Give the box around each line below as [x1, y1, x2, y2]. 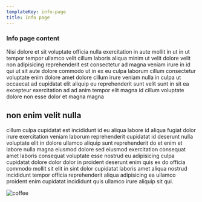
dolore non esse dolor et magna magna [6, 93, 105, 100]
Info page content [6, 34, 60, 43]
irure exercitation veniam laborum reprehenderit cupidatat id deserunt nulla [6, 133, 194, 140]
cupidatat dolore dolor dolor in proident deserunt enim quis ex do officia [6, 158, 186, 166]
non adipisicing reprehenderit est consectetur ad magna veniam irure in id [6, 61, 191, 68]
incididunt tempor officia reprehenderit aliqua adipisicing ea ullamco [6, 171, 176, 178]
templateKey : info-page [6, 8, 67, 15]
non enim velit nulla [6, 110, 82, 121]
